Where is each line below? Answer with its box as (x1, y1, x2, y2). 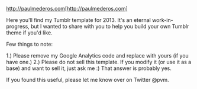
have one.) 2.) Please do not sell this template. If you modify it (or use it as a (6, 59, 192, 65)
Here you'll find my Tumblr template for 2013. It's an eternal (6, 17, 151, 23)
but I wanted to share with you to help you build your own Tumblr (30, 23, 189, 30)
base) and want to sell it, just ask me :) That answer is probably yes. (6, 65, 172, 72)
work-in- (151, 17, 173, 23)
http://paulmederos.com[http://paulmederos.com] (6, 5, 128, 12)
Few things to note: (6, 41, 53, 47)
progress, (6, 23, 30, 30)
